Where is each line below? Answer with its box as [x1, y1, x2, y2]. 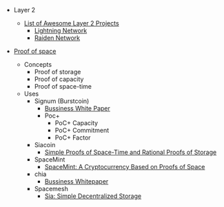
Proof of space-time [34, 83, 92, 90]
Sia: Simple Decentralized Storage [44, 192, 142, 200]
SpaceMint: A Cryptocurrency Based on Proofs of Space [44, 163, 205, 171]
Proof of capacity [34, 75, 84, 83]
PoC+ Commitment [54, 127, 110, 134]
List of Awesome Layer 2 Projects [23, 19, 119, 27]
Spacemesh [34, 185, 69, 193]
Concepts [23, 61, 52, 68]
